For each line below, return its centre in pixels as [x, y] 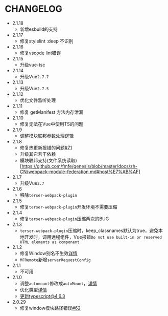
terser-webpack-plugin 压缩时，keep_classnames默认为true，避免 [89, 230]
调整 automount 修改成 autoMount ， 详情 [58, 283]
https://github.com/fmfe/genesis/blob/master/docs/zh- [80, 166]
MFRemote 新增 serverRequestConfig [55, 260]
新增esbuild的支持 [39, 29]
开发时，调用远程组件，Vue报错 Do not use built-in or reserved [93, 237]
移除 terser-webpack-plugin [48, 195]
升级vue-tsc [32, 65]
